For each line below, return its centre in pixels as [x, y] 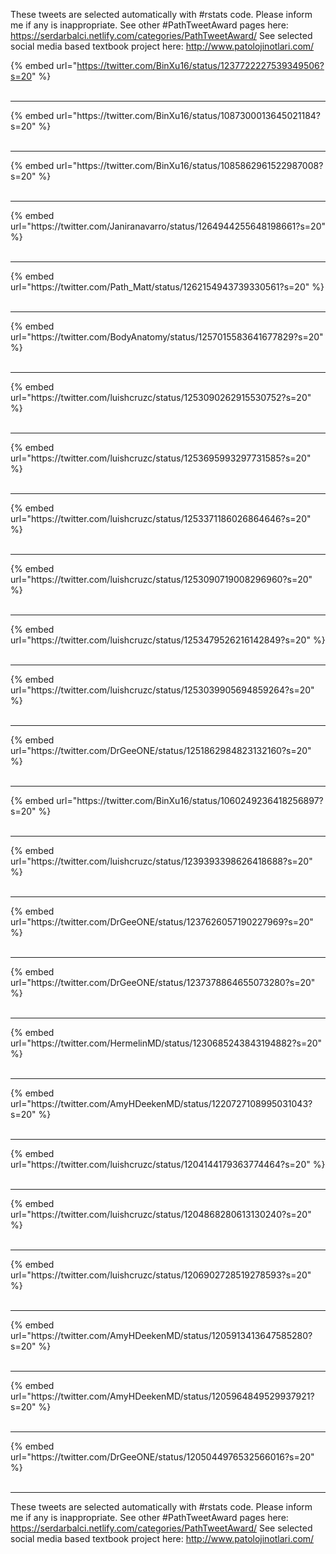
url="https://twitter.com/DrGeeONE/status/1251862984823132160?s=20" [161, 750]
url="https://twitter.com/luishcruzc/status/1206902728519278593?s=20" [161, 1275]
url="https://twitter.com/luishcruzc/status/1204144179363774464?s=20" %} [168, 1164]
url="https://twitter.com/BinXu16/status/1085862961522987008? [190, 165]
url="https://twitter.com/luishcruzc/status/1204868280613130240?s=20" [161, 1214]
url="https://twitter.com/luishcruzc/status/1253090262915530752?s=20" [161, 397]
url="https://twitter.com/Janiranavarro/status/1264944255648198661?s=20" [168, 226]
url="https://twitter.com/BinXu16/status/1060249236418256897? [190, 800]
